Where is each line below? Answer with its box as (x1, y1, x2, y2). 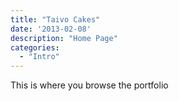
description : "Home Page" (10, 33, 118, 43)
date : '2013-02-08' (10, 24, 92, 34)
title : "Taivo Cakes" (10, 14, 101, 25)
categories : (10, 42, 60, 53)
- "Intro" (19, 52, 60, 62)
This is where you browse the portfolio (10, 79, 169, 91)
